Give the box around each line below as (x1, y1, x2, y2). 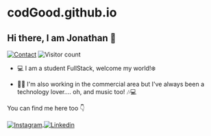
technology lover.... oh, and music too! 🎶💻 (16, 88, 137, 95)
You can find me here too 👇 (7, 104, 85, 112)
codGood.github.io (7, 5, 117, 21)
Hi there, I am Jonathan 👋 (7, 32, 116, 44)
